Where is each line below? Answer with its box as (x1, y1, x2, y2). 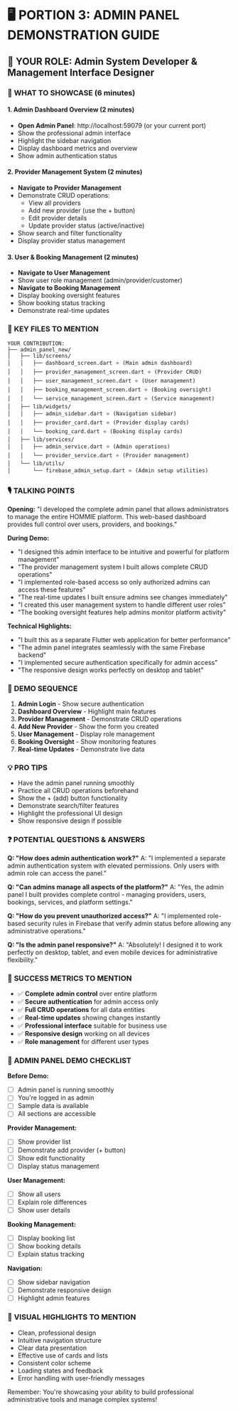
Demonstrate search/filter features (17, 802, 119, 810)
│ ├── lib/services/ (7, 436, 75, 443)
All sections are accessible (17, 1109, 96, 1118)
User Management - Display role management (17, 730, 155, 738)
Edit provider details (28, 213, 87, 222)
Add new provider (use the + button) (28, 206, 136, 215)
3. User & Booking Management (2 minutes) (7, 252, 139, 261)
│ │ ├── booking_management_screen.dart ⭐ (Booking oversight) (7, 386, 212, 393)
